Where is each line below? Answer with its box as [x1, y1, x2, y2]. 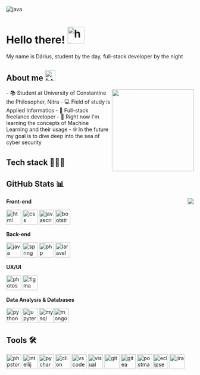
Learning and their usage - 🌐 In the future [6, 126, 109, 133]
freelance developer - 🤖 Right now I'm [6, 113, 99, 120]
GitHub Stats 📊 [6, 179, 64, 189]
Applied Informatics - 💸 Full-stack [6, 107, 89, 114]
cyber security [6, 139, 42, 146]
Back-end [6, 230, 31, 237]
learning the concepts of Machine [6, 119, 89, 126]
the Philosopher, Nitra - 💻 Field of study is [6, 98, 111, 105]
